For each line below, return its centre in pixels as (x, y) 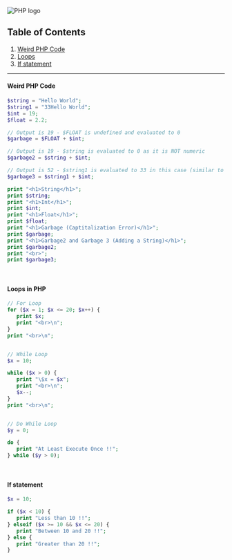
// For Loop (24, 304)
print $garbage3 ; (32, 260)
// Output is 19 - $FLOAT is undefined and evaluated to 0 (94, 132)
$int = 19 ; (23, 113)
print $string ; (29, 196)
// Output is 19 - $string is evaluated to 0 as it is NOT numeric (106, 151)
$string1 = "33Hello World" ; (49, 107)
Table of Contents (47, 32)
